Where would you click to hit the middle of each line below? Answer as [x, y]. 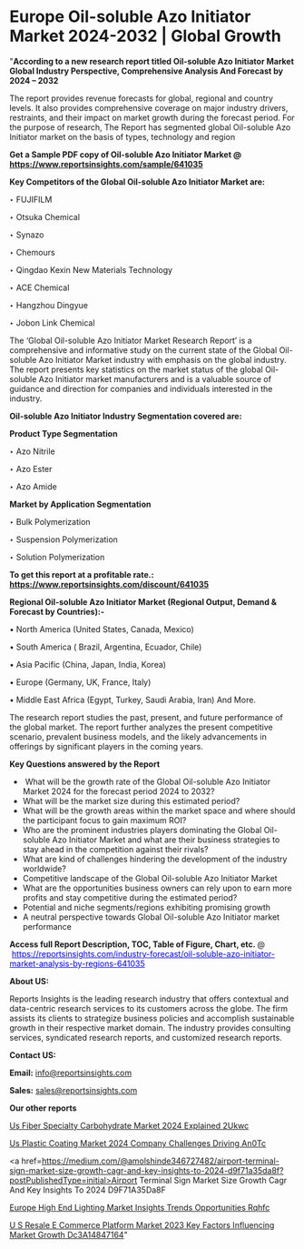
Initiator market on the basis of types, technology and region [123, 136]
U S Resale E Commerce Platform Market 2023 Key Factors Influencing [142, 1224]
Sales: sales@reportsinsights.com [74, 1090]
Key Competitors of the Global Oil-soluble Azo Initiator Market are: [137, 181]
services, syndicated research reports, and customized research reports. [146, 1037]
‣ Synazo [27, 235]
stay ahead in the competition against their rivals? [115, 849]
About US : [29, 981]
